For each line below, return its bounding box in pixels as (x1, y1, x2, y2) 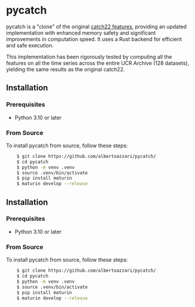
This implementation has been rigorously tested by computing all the (6, 53, 172, 60)
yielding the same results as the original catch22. (6, 65, 125, 72)
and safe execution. (6, 42, 54, 49)
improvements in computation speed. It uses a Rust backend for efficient (6, 35, 182, 42)
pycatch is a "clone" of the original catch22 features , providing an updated (6, 23, 187, 30)
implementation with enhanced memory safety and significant (6, 29, 156, 36)
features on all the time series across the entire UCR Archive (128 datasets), (6, 60, 190, 67)
